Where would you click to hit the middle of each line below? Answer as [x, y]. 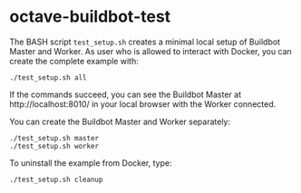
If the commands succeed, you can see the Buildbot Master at [126, 94]
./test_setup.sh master [54, 138]
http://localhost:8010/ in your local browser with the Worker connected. [143, 104]
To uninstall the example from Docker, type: [91, 163]
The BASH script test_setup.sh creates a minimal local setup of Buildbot [145, 42]
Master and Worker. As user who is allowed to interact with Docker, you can [150, 51]
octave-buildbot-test [90, 17]
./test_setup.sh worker [54, 146]
